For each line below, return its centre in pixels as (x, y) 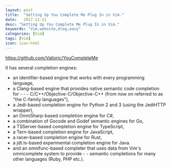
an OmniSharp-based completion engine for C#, (63, 115)
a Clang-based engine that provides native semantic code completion (86, 88)
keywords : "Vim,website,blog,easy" (43, 29)
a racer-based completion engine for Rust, (57, 137)
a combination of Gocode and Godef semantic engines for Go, (78, 121)
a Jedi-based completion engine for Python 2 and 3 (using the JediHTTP (89, 105)
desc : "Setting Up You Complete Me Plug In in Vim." (63, 24)
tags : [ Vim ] (18, 39)
